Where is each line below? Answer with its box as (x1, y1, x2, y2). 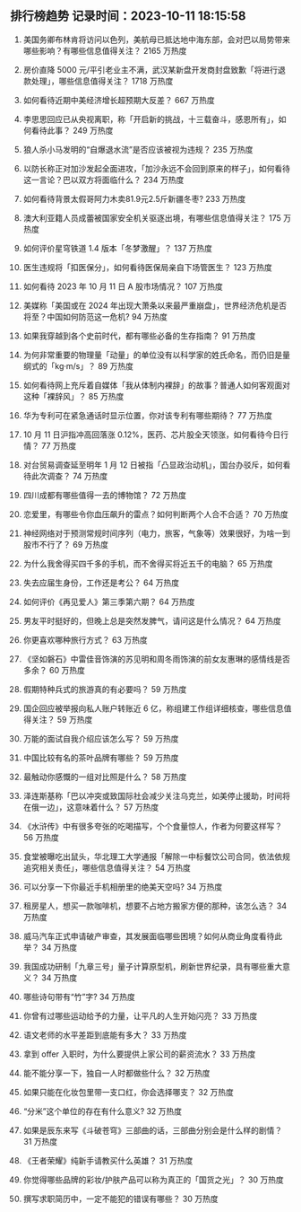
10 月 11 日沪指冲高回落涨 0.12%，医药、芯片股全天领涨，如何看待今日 (22, 429, 281, 440)
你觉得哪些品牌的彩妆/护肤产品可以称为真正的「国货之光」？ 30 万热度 (22, 1174, 285, 1185)
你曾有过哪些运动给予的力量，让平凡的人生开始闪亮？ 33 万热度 (22, 1010, 258, 1021)
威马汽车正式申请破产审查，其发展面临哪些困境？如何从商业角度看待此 (22, 930, 283, 941)
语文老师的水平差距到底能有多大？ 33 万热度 (22, 1029, 187, 1040)
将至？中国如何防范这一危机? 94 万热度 (22, 311, 168, 321)
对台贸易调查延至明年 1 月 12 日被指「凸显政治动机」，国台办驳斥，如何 (22, 459, 283, 470)
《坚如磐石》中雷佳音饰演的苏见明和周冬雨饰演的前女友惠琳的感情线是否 (22, 654, 290, 664)
